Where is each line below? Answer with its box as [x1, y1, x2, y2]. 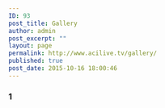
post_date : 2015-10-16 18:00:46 [8, 64, 117, 73]
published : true [8, 57, 63, 65]
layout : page [8, 42, 53, 50]
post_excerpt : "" [8, 34, 67, 43]
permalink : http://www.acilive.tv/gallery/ [8, 49, 158, 57]
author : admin [8, 27, 57, 35]
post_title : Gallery [8, 19, 78, 27]
